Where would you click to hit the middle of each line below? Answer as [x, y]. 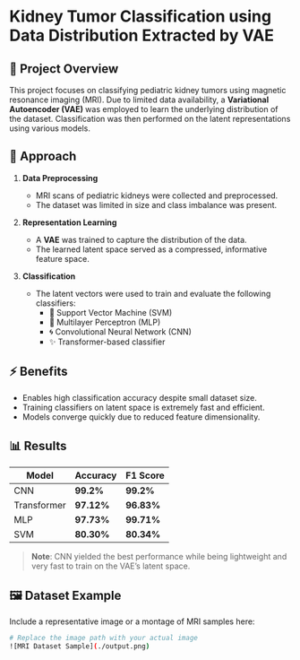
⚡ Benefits [39, 372]
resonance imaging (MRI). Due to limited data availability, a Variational [139, 100]
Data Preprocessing [60, 178]
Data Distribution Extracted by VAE [142, 35]
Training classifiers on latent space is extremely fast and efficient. [144, 407]
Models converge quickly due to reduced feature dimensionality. [141, 417]
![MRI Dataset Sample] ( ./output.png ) [80, 647]
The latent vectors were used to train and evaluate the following [153, 293]
